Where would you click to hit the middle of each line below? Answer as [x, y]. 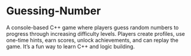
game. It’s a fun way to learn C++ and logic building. [71, 46]
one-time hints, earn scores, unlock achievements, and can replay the [92, 40]
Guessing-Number [54, 11]
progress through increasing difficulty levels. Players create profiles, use [96, 33]
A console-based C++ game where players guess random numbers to [93, 27]
